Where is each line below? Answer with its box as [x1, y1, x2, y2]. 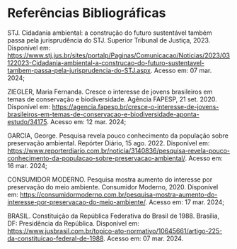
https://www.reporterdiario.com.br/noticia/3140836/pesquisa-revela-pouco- [7, 146, 231, 155]
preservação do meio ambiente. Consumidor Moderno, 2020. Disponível [7, 182, 219, 191]
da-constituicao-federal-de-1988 [7, 234, 104, 243]
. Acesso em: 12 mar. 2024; [47, 117, 127, 126]
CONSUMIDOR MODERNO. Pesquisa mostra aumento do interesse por [7, 175, 213, 184]
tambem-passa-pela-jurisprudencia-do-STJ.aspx [7, 66, 151, 74]
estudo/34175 [7, 117, 47, 126]
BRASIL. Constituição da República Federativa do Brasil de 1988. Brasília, [7, 211, 220, 220]
